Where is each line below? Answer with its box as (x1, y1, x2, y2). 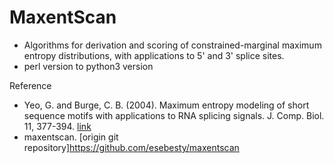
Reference (9, 79, 52, 91)
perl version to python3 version (23, 60, 154, 72)
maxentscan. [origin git (23, 131, 119, 143)
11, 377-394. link (23, 120, 92, 132)
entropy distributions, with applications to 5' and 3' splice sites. (23, 49, 285, 61)
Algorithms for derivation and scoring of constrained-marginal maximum (23, 39, 322, 51)
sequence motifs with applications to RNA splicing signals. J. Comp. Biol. (23, 109, 325, 121)
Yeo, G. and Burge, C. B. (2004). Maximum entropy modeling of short (23, 99, 310, 111)
